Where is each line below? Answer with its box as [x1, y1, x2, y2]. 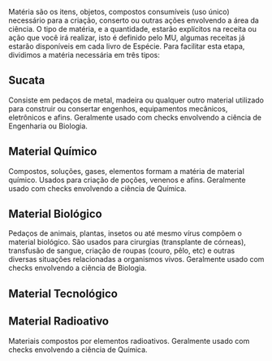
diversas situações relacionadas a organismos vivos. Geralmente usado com [8, 254, 265, 264]
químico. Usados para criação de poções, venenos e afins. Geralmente [8, 175, 246, 185]
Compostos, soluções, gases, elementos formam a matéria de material [8, 166, 245, 176]
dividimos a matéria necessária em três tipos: [8, 50, 160, 59]
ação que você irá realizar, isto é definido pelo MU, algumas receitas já [8, 33, 245, 42]
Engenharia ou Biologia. [8, 121, 88, 131]
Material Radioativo [8, 315, 110, 328]
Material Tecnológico [8, 286, 118, 300]
